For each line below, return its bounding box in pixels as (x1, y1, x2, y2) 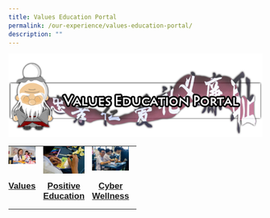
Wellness (92, 191, 130, 202)
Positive (47, 181, 81, 191)
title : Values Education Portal (8, 13, 117, 21)
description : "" (8, 30, 63, 38)
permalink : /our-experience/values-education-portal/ (8, 21, 193, 30)
